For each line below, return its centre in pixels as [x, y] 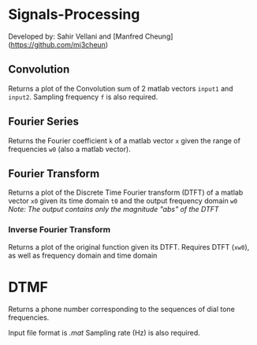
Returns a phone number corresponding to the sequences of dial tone [121, 309]
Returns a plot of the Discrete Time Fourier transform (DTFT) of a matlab [126, 193]
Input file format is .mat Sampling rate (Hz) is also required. [104, 332]
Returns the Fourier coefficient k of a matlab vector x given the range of [124, 140]
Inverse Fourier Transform [60, 230]
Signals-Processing [74, 15]
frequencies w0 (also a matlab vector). [70, 149]
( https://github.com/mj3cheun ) [58, 44]
